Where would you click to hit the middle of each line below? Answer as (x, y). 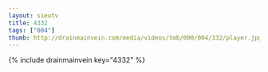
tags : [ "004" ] (32, 30)
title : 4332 (28, 23)
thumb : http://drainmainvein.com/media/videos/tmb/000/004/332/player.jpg (135, 38)
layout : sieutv (33, 15)
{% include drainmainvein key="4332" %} (77, 60)
